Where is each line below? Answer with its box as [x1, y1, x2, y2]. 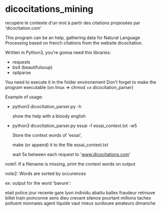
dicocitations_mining [5, 3, 94, 15]
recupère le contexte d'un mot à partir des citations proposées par [5, 20, 141, 26]
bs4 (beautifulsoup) [12, 64, 53, 70]
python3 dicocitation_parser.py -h [12, 103, 81, 109]
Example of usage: [5, 94, 43, 100]
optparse [12, 69, 31, 75]
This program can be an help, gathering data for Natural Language [5, 35, 140, 41]
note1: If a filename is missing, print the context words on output [5, 161, 136, 167]
